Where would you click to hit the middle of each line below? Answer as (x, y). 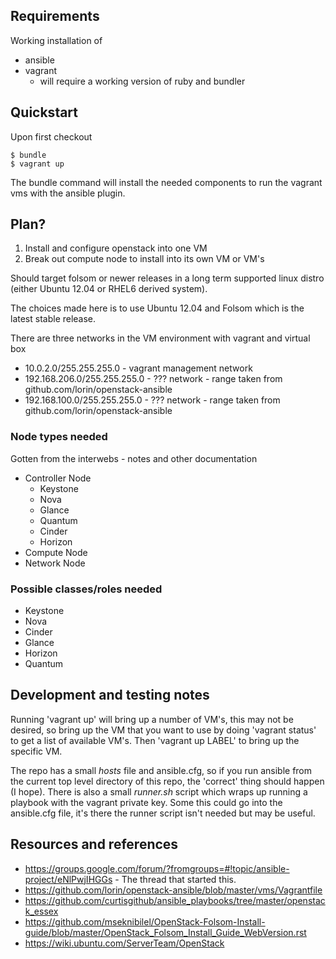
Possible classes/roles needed (86, 589)
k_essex (41, 911)
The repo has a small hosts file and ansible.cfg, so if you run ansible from (161, 770)
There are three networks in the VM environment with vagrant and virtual (160, 338)
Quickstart (44, 112)
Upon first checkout (51, 136)
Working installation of (56, 40)
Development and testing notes (110, 695)
